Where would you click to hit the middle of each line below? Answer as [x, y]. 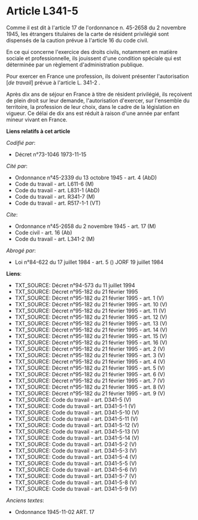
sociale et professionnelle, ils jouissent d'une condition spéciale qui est [94, 58]
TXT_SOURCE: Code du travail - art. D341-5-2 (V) [76, 444]
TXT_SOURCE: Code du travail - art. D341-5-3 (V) [76, 451]
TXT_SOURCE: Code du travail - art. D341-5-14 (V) [77, 437]
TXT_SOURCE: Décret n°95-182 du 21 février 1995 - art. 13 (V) [91, 323]
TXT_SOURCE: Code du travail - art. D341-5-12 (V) [77, 425]
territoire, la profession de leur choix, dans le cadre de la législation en [93, 107]
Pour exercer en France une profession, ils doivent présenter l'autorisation [98, 76]
